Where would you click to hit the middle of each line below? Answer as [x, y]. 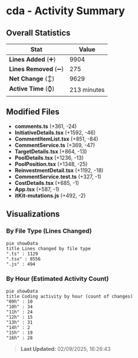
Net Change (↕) [32, 79]
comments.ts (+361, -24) [46, 126]
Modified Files [33, 112]
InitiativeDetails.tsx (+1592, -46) [55, 132]
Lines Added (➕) [32, 59]
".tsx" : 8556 [24, 259]
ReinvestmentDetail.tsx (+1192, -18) [59, 170]
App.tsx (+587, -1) [37, 189]
